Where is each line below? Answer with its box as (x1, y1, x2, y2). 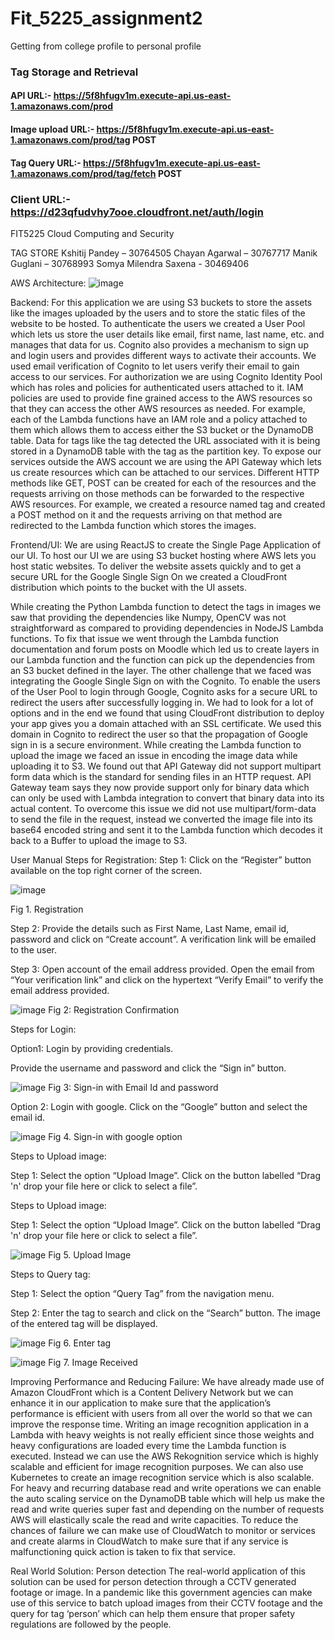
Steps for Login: (10, 1023, 77, 1035)
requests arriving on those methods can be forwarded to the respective (10, 487, 305, 499)
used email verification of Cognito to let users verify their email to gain (10, 360, 300, 372)
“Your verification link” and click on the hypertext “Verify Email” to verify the (10, 973, 324, 986)
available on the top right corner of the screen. (10, 864, 203, 876)
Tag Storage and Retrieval (10, 65, 139, 79)
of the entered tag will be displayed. (10, 1317, 158, 1329)
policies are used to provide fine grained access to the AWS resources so (10, 392, 313, 404)
